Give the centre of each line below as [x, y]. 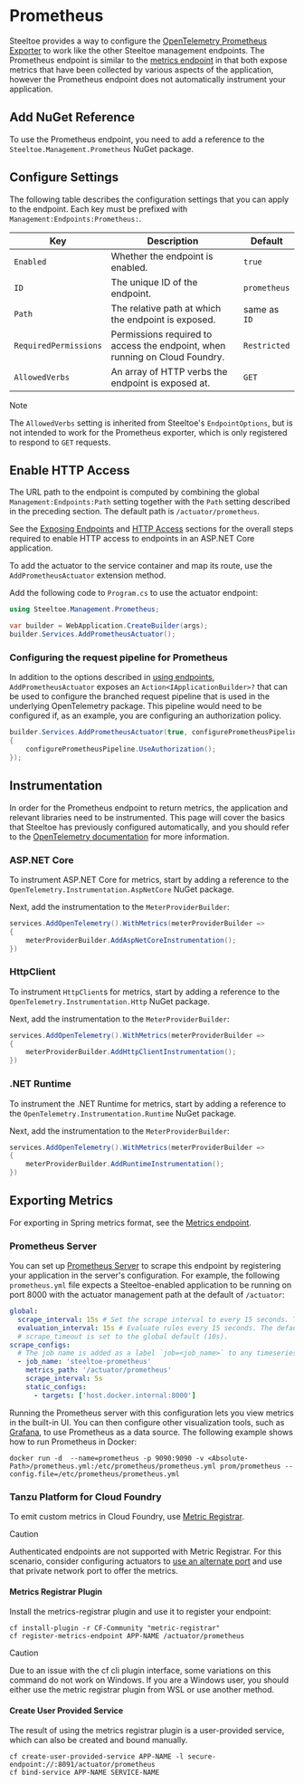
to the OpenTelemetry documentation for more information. [119, 836]
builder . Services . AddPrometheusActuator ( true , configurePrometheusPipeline [155, 733]
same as [261, 309]
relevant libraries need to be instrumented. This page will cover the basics [147, 817]
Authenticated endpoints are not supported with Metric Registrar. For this [146, 1552]
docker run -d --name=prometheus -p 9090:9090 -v [107, 1458]
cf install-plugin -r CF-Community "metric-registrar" [115, 1628]
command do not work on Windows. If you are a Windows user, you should [149, 1680]
